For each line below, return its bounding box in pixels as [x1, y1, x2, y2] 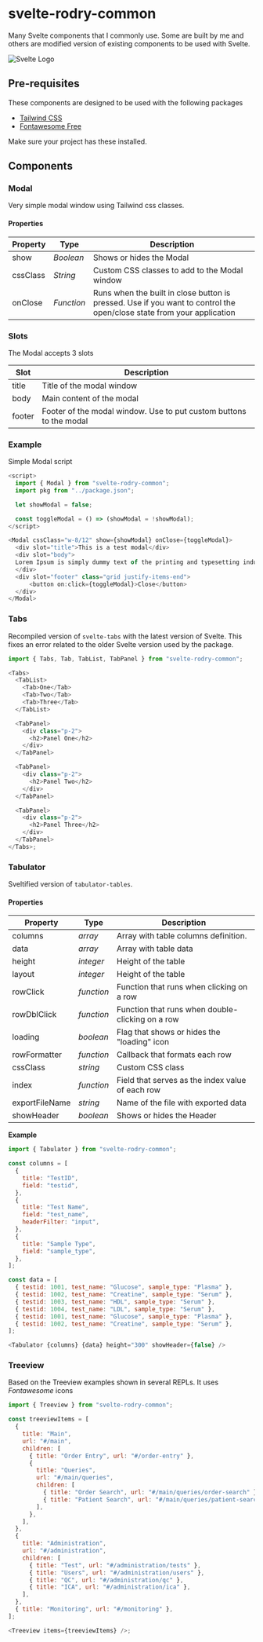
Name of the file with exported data [116, 1097, 247, 1108]
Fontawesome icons [8, 1386, 74, 1395]
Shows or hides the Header [116, 1110, 217, 1121]
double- [207, 1004, 239, 1015]
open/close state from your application [92, 307, 236, 318]
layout [12, 969, 35, 980]
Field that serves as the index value [116, 1075, 247, 1086]
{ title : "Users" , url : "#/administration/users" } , [28, 1568, 205, 1577]
